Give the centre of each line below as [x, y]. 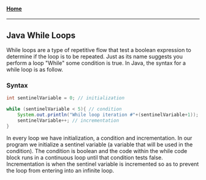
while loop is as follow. [35, 70]
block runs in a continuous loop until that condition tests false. [85, 157]
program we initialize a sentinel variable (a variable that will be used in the [100, 144]
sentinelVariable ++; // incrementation [68, 120]
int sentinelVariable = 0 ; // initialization [65, 98]
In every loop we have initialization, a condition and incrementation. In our [99, 138]
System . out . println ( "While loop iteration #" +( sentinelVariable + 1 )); [108, 115]
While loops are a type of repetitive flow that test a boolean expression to [99, 50]
